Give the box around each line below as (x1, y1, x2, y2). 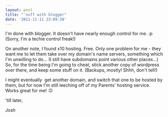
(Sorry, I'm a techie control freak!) (5, 36, 76, 42)
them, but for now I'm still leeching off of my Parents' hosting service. (5, 82, 151, 88)
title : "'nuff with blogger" (5, 12, 67, 17)
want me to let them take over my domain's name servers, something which (5, 51, 163, 57)
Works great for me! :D (5, 88, 53, 94)
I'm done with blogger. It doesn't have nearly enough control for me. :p (5, 31, 153, 37)
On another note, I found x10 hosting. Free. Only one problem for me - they (5, 46, 161, 52)
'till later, (5, 97, 23, 103)
